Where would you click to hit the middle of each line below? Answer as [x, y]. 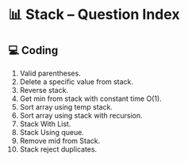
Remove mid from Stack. [60, 141]
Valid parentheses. [50, 73]
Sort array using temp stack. [66, 107]
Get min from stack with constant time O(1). [91, 98]
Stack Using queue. [52, 132]
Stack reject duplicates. [58, 149]
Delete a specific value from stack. [76, 82]
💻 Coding [33, 50]
